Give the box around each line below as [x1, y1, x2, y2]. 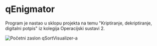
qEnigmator [5, 3, 55, 15]
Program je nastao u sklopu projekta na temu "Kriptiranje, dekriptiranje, [5, 20, 152, 26]
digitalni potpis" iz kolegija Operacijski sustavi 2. [5, 25, 105, 31]
